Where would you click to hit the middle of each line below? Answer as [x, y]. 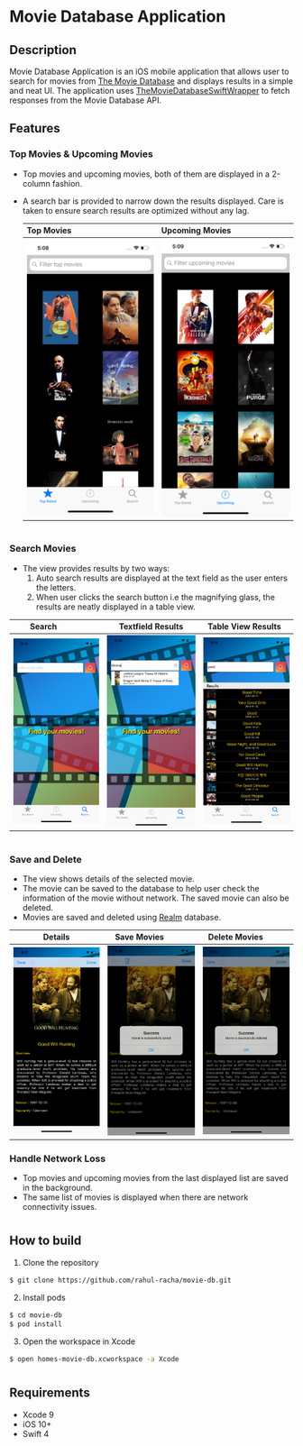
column [37, 183]
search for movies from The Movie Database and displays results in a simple [151, 81]
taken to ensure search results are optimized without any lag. [136, 210]
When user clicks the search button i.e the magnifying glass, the [155, 597]
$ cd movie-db [36, 1315]
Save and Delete [46, 859]
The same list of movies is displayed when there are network [135, 1197]
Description [43, 50]
